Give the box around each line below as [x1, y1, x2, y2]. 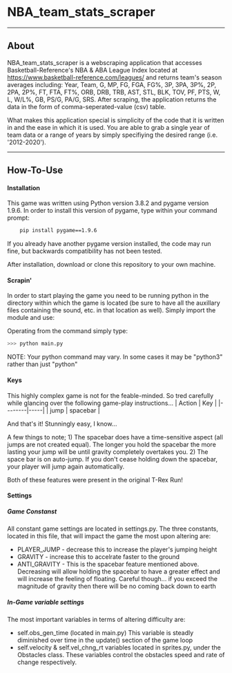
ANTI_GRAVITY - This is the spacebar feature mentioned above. [17, 560, 200, 569]
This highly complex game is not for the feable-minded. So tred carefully [7, 391, 214, 399]
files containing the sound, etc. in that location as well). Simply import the [7, 306, 216, 314]
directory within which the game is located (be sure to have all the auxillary [7, 298, 221, 307]
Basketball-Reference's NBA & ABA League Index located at [7, 66, 178, 74]
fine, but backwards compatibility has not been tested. [7, 247, 162, 256]
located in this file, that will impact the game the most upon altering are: [7, 532, 211, 540]
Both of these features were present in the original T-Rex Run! [7, 475, 183, 484]
